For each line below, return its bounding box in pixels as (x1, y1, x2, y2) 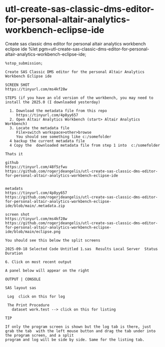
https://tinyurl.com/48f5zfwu (5, 164, 68, 169)
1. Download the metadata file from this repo (9, 108, 107, 113)
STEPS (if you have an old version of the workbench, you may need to (5, 95, 154, 100)
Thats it (5, 152, 23, 156)
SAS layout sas (5, 285, 37, 290)
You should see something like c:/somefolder (16, 134, 112, 139)
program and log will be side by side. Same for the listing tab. (5, 337, 145, 342)
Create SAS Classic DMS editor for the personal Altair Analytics (5, 69, 145, 75)
